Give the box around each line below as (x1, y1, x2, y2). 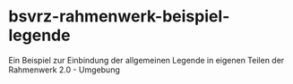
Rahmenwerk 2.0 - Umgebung (8, 64, 120, 75)
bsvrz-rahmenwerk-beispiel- (8, 6, 230, 27)
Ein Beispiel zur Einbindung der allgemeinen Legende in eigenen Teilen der (8, 55, 285, 65)
